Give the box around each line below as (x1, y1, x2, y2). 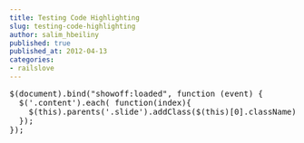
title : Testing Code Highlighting (9, 13, 141, 23)
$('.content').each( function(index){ (18, 97, 192, 108)
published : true (9, 38, 71, 48)
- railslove (9, 64, 54, 73)
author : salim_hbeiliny (9, 30, 100, 39)
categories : (9, 55, 54, 64)
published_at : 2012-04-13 (9, 47, 107, 56)
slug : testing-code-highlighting (9, 22, 136, 31)
